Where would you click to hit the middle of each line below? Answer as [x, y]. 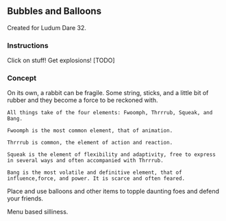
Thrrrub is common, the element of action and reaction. [90, 143]
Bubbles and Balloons [54, 11]
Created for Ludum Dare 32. [47, 27]
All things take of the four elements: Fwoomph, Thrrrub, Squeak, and [110, 113]
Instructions [28, 45]
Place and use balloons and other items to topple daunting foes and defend [113, 192]
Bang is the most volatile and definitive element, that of [95, 173]
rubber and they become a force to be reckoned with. [83, 100]
